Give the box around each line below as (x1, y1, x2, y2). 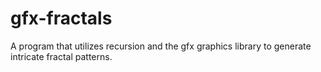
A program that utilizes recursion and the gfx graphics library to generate (10, 40, 312, 52)
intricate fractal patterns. (10, 50, 113, 62)
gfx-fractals (10, 7, 113, 30)
